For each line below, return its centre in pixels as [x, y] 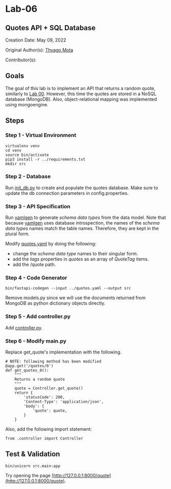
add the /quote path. [34, 264]
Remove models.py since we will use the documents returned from [76, 298]
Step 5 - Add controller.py [38, 317]
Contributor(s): [21, 60]
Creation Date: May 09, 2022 [36, 40]
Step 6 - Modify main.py [36, 341]
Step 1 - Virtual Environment [41, 135]
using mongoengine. [27, 104]
